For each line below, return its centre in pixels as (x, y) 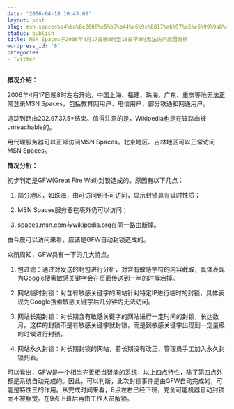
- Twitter (22, 59)
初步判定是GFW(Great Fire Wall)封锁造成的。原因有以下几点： (96, 180)
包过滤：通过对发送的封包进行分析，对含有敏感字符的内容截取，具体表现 (121, 269)
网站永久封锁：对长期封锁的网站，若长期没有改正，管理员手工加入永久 (118, 348)
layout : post (26, 20)
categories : (24, 53)
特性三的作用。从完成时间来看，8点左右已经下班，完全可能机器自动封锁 (122, 389)
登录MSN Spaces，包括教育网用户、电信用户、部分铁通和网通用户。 (111, 103)
